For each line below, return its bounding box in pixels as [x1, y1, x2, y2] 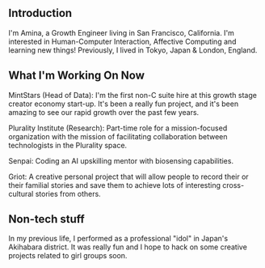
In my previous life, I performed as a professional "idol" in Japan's [8, 234, 229, 244]
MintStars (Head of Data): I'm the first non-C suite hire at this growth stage [8, 90, 257, 100]
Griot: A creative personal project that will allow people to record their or [8, 172, 249, 181]
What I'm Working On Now [8, 69, 145, 83]
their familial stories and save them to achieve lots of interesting [8, 180, 221, 189]
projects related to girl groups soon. [8, 251, 128, 261]
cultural [8, 189, 34, 198]
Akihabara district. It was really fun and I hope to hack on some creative [8, 242, 248, 252]
